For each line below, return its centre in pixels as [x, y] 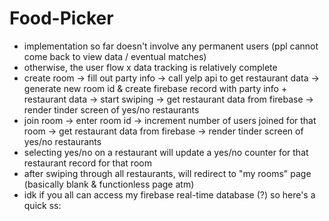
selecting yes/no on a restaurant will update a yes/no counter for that [166, 152]
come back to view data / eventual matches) [115, 56]
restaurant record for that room [87, 163]
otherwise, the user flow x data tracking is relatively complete [150, 67]
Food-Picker [61, 18]
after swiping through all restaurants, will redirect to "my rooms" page [167, 173]
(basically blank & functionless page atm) [109, 184]
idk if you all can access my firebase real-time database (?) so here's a [169, 194]
